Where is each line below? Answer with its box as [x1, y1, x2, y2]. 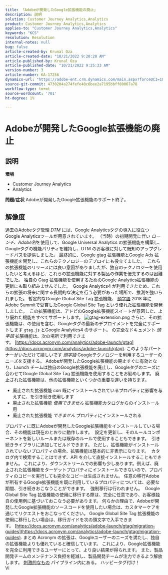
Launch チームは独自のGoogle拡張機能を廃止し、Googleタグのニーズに [13, 364, 160, 370]
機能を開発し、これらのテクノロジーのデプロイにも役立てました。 [9, 258, 145, 264]
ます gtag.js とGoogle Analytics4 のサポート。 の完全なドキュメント [13, 327, 156, 333]
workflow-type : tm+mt [5, 86, 50, 91]
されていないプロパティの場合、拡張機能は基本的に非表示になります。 [5, 448, 149, 454]
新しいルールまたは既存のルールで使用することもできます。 [26, 436, 149, 442]
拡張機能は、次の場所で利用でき [14, 333, 81, 339]
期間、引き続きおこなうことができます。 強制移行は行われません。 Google [5, 486, 160, 492]
